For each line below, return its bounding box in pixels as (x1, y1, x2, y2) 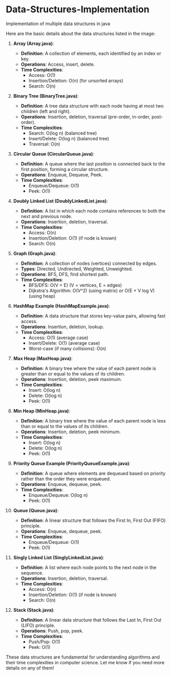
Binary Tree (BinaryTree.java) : (13, 93, 79, 99)
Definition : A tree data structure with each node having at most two (20, 102, 164, 109)
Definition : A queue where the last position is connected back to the (20, 160, 165, 167)
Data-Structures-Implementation (6, 4, 150, 15)
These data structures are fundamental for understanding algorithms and (6, 654, 160, 660)
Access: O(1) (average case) (28, 334, 89, 341)
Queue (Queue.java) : (13, 507, 59, 513)
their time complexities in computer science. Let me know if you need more (6, 659, 165, 665)
